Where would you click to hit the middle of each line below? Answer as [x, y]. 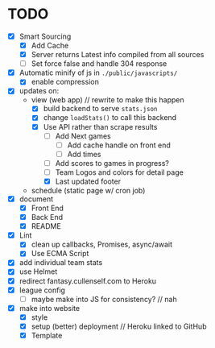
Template [47, 335]
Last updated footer [88, 181]
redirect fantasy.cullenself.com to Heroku [88, 281]
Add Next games [83, 136]
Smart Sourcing [45, 36]
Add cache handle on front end [119, 145]
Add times [84, 154]
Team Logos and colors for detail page [120, 172]
